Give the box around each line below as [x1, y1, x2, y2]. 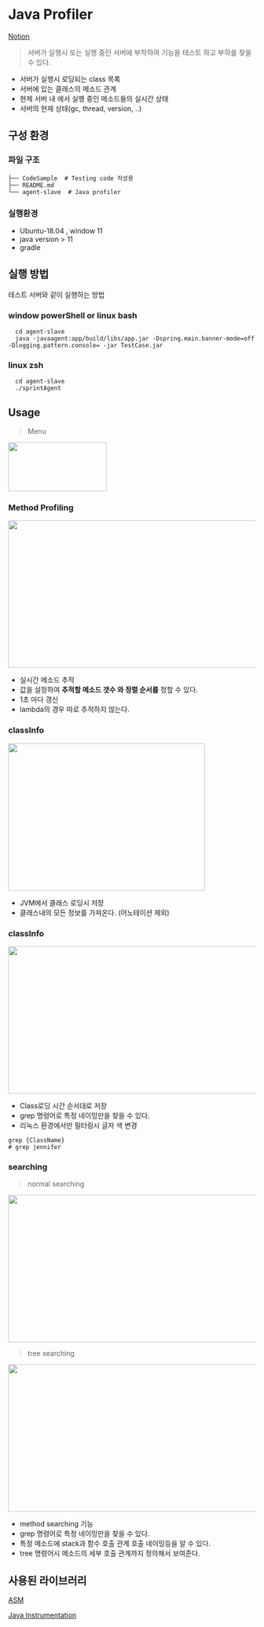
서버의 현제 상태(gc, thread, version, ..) [19, 104, 142, 113]
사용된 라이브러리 [8, 1574, 87, 1587]
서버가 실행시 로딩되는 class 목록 [19, 74, 121, 83]
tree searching [27, 1349, 75, 1358]
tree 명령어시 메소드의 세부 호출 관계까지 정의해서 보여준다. [19, 1548, 200, 1558]
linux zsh [8, 359, 44, 370]
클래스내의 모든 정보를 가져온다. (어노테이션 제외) [19, 908, 170, 917]
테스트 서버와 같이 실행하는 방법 [8, 289, 105, 299]
